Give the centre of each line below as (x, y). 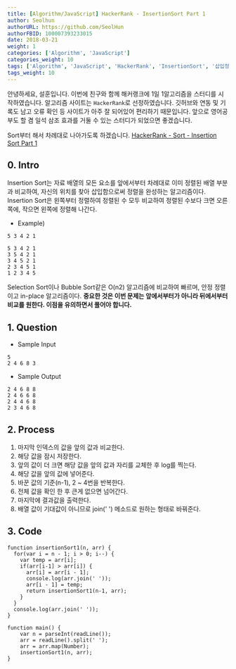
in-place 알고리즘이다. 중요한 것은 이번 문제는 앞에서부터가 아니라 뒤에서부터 (124, 296)
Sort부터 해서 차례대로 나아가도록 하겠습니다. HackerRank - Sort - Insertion (112, 135)
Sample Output (39, 377)
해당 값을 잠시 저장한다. (50, 456)
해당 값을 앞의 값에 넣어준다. (56, 473)
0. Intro (24, 165)
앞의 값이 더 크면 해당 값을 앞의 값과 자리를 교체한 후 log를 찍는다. (107, 465)
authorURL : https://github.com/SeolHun (66, 27)
